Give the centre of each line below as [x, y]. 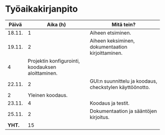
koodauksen [42, 67]
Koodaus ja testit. [110, 103]
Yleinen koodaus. [48, 95]
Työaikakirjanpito [41, 9]
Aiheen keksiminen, [112, 41]
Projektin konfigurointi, [54, 61]
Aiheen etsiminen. [110, 33]
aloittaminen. [43, 73]
